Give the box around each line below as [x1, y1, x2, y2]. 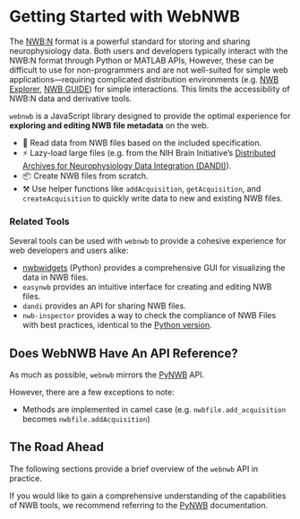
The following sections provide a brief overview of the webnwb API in [9, 463, 259, 474]
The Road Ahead [9, 439, 105, 454]
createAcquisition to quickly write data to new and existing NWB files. [21, 193, 284, 203]
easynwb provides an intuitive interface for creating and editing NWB [21, 281, 272, 292]
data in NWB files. [21, 272, 90, 283]
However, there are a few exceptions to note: [9, 387, 175, 398]
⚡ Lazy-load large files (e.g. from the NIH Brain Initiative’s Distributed [21, 147, 276, 158]
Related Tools [9, 215, 70, 228]
